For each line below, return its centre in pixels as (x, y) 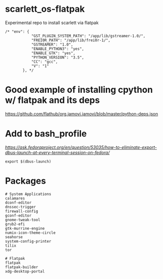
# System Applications (28, 194)
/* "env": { (17, 31)
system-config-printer (28, 241)
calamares (15, 198)
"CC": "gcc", (44, 62)
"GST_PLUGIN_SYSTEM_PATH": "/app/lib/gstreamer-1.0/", (88, 36)
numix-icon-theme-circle (30, 233)
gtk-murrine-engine (25, 228)
